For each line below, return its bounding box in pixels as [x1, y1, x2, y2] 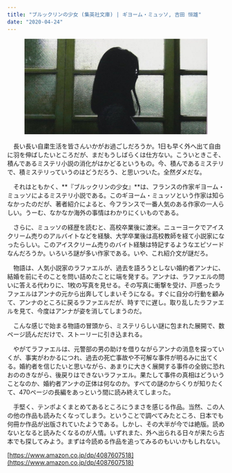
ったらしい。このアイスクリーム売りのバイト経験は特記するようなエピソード [7, 240, 224, 249]
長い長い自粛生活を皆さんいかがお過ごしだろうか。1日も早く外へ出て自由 [12, 142, 221, 151]
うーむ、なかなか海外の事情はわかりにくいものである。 [25, 209, 183, 217]
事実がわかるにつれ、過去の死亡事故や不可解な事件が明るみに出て [25, 354, 213, 362]
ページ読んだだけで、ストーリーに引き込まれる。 [7, 330, 146, 338]
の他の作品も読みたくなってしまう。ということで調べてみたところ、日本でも [7, 412, 224, 420]
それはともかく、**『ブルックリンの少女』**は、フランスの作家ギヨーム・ [12, 183, 225, 191]
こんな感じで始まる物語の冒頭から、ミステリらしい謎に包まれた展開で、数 [12, 322, 225, 330]
